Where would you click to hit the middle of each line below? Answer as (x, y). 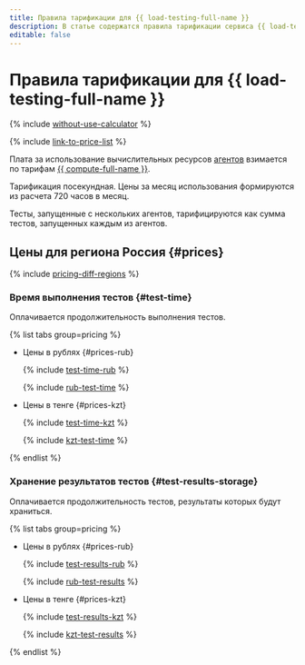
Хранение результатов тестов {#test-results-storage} (134, 481)
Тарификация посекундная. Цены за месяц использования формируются (152, 186)
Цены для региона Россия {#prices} (117, 252)
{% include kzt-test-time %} (75, 441)
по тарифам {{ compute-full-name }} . (80, 169)
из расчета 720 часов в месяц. (69, 196)
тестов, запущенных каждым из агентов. (89, 223)
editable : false (40, 35)
